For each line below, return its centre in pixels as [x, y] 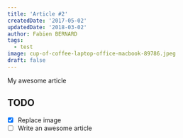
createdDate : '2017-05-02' [47, 21]
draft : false [27, 60]
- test [23, 47]
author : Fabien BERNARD [43, 34]
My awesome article [37, 80]
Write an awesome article [55, 128]
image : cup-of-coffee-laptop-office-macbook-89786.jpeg [91, 54]
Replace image [39, 120]
